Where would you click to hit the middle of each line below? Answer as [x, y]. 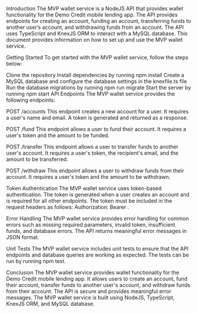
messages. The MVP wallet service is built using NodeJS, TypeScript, [91, 297]
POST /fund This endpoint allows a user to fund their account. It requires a [96, 129]
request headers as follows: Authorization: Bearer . [68, 207]
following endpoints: [31, 100]
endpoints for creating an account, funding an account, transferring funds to [98, 21]
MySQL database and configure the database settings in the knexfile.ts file [96, 81]
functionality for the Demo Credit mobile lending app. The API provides [92, 15]
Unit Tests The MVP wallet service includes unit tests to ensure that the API [97, 249]
